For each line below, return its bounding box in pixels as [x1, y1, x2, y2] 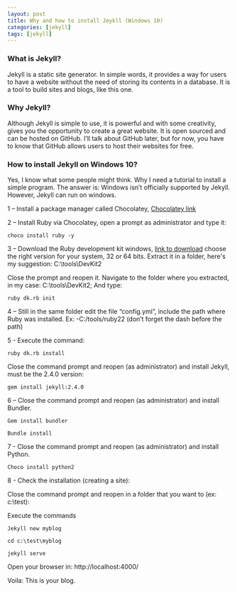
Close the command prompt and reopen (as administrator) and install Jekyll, [7, 362, 230, 371]
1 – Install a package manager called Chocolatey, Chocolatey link [7, 204, 197, 213]
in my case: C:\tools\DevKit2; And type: [7, 281, 123, 290]
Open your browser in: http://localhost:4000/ [7, 563, 139, 571]
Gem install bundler [7, 418, 69, 425]
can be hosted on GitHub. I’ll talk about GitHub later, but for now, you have [7, 134, 224, 142]
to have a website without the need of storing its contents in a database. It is [7, 78, 231, 86]
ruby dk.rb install [7, 350, 65, 357]
